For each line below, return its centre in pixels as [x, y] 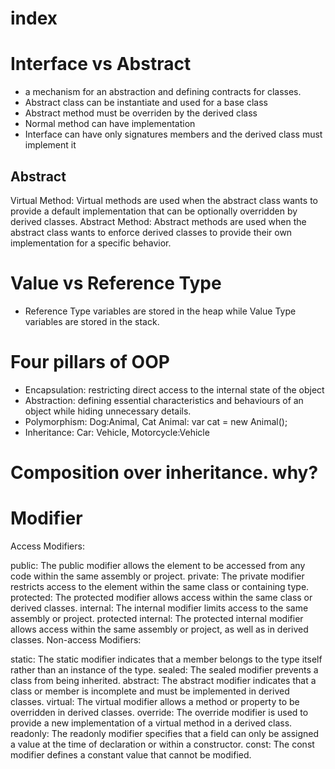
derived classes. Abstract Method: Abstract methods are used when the [158, 221]
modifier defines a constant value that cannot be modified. [131, 754]
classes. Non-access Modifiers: [76, 639]
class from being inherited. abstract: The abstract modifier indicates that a [163, 680]
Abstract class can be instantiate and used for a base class [146, 103]
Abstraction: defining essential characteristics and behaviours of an [164, 400]
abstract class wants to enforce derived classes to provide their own [151, 232]
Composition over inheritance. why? [164, 473]
